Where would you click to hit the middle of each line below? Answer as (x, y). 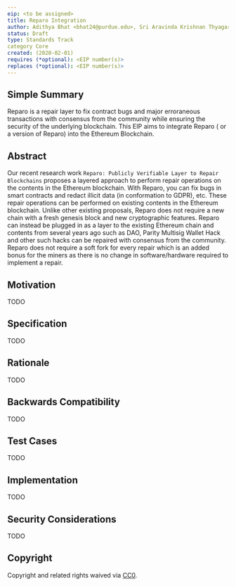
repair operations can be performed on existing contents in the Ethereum (113, 203)
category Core (28, 46)
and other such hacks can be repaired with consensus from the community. (117, 241)
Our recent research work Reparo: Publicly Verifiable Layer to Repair (113, 173)
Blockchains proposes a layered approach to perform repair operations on (114, 181)
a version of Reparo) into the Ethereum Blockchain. (81, 134)
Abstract (27, 156)
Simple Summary (46, 95)
